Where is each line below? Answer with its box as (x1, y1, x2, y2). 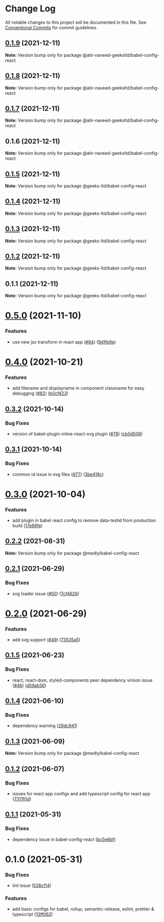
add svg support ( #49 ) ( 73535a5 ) (12, 637, 81, 643)
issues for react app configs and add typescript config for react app (12, 790, 151, 796)
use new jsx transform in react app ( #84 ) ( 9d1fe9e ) (12, 339, 116, 345)
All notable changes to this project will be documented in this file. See (5, 19, 147, 25)
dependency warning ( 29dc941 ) (12, 723, 78, 729)
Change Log (5, 3, 56, 14)
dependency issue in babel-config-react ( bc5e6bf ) (12, 836, 116, 842)
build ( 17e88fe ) (12, 523, 43, 529)
